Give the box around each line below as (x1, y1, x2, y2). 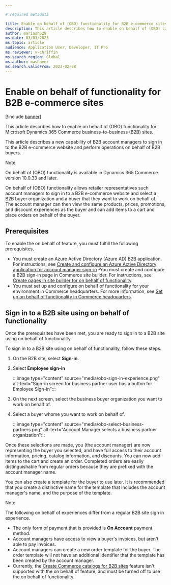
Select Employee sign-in (12, 365, 65, 371)
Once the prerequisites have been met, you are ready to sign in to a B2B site (5, 330, 165, 336)
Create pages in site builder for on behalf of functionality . (12, 277, 133, 284)
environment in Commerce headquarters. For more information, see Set (12, 288, 163, 294)
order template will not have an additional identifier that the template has (12, 552, 165, 558)
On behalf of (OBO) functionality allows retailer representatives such (5, 185, 149, 191)
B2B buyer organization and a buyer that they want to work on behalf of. (5, 196, 157, 202)
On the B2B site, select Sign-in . (12, 355, 79, 361)
